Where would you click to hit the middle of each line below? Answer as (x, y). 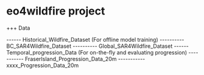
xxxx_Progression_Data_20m (43, 65)
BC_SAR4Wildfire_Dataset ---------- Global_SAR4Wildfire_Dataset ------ (97, 46)
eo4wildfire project (56, 11)
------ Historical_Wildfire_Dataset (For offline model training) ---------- (95, 39)
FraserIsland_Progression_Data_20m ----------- (85, 59)
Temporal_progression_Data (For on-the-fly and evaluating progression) (97, 52)
